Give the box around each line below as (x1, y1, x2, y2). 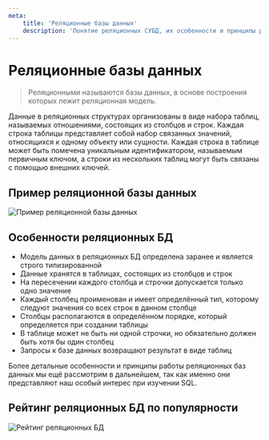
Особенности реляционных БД (8, 230, 174, 244)
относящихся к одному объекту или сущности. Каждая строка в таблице (8, 137, 259, 147)
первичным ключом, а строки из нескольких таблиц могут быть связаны (8, 154, 259, 164)
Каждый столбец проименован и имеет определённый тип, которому (19, 294, 259, 304)
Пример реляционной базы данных (8, 186, 198, 200)
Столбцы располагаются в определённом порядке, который (19, 311, 227, 321)
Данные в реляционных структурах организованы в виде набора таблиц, (8, 111, 260, 121)
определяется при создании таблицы (19, 320, 148, 329)
